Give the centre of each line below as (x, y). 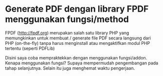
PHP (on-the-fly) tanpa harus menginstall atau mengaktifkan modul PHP (78, 43)
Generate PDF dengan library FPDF (77, 9)
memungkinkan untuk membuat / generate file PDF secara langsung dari (78, 38)
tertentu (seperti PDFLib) (30, 48)
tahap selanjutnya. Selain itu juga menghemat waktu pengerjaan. (70, 68)
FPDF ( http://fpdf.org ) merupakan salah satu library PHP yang (67, 33)
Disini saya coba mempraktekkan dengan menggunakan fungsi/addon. (76, 57)
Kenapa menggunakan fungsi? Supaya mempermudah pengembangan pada (82, 63)
